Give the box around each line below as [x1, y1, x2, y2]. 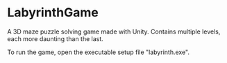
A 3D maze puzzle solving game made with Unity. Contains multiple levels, [7, 27, 221, 36]
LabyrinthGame [7, 5, 99, 21]
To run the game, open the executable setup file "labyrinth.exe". [7, 48, 190, 56]
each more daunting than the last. [7, 34, 104, 42]
